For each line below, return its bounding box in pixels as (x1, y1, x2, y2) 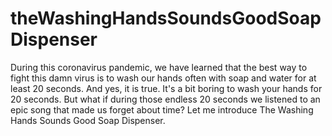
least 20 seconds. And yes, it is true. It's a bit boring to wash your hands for (10, 82, 323, 94)
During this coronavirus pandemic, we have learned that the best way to (10, 61, 308, 73)
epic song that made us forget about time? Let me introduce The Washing (10, 103, 314, 116)
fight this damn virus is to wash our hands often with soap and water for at (10, 72, 317, 84)
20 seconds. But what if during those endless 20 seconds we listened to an (10, 93, 321, 105)
